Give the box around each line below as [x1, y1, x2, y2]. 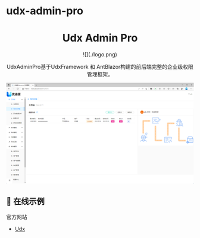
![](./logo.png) [83, 51, 117, 58]
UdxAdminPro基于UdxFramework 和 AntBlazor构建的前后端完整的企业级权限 [7, 64, 193, 71]
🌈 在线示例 [6, 196, 45, 207]
